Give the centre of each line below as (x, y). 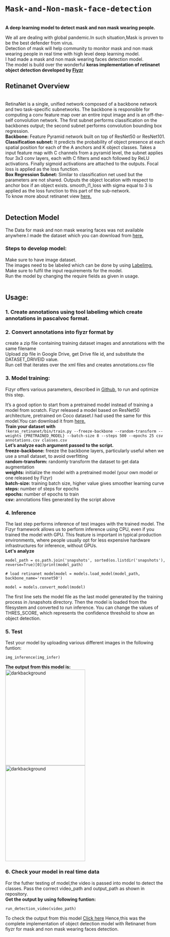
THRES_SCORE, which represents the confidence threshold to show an (80, 613)
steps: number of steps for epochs (42, 488)
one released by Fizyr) (29, 478)
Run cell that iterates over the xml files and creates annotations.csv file (80, 365)
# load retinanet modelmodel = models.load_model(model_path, (73, 574)
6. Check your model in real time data (52, 872)
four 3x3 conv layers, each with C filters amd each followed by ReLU (77, 158)
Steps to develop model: (36, 248)
